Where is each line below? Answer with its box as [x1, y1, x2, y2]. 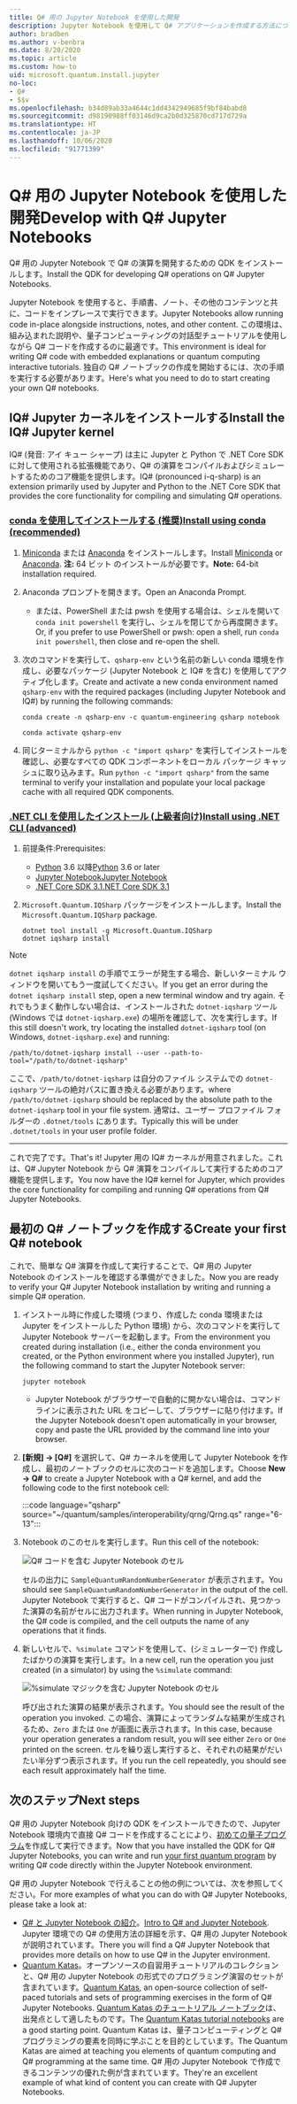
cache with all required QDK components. [21, 786, 174, 797]
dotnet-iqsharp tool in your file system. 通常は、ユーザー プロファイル [9, 1104, 265, 1115]
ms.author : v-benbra [9, 37, 86, 47]
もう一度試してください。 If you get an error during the [70, 979, 268, 990]
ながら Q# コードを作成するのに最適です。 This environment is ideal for [9, 341, 267, 351]
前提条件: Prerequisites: [21, 843, 106, 853]
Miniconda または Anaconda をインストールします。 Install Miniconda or [21, 547, 283, 558]
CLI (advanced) [9, 821, 77, 834]
